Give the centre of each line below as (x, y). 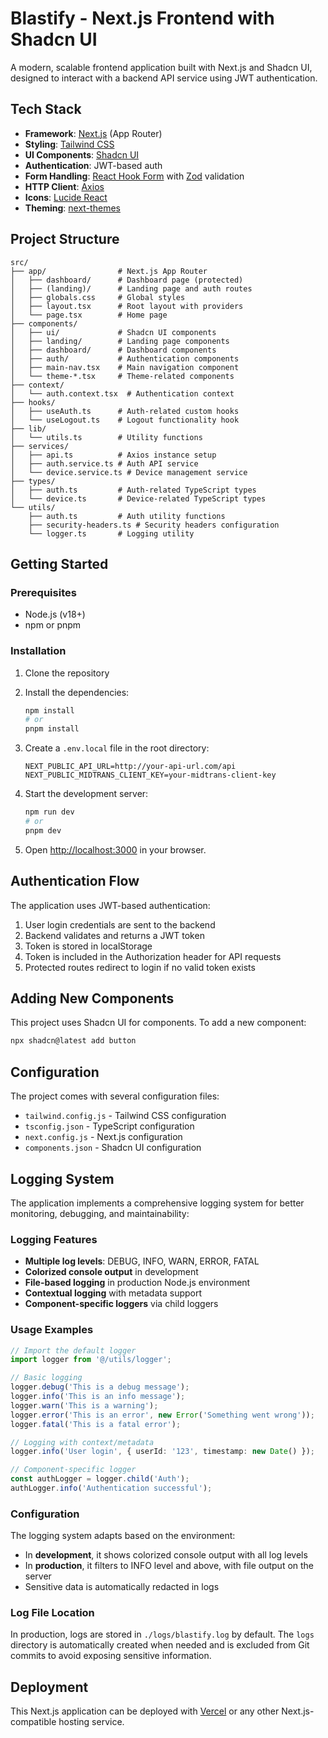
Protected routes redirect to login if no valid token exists (140, 967)
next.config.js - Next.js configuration (103, 1137)
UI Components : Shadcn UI (82, 154)
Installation (38, 651)
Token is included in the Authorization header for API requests (153, 956)
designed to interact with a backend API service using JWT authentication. (164, 78)
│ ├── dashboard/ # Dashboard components (113, 350)
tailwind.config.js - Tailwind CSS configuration (125, 1116)
